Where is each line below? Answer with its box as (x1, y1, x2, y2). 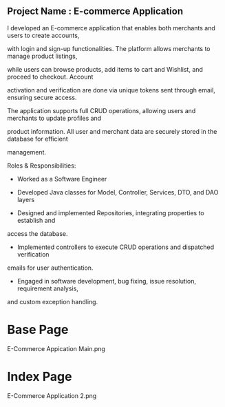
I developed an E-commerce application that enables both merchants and (7, 23, 215, 32)
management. (7, 148, 47, 156)
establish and (17, 216, 56, 224)
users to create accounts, (7, 31, 80, 39)
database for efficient (7, 135, 69, 143)
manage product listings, (7, 52, 78, 60)
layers (17, 195, 35, 203)
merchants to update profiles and (7, 114, 102, 122)
